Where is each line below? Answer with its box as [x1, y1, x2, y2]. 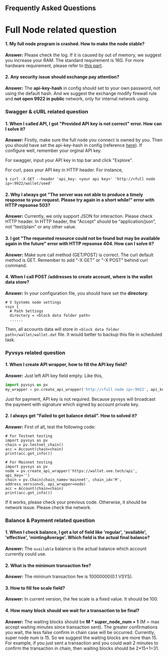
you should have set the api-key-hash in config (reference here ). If [5, 142, 142, 148]
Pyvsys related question [5, 349, 66, 356]
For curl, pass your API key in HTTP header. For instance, [5, 167, 123, 173]
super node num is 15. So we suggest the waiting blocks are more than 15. [5, 635, 157, 641]
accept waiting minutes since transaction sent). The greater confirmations [5, 624, 158, 630]
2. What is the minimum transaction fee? [5, 562, 91, 569]
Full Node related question [5, 24, 117, 35]
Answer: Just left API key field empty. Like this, [5, 372, 103, 379]
